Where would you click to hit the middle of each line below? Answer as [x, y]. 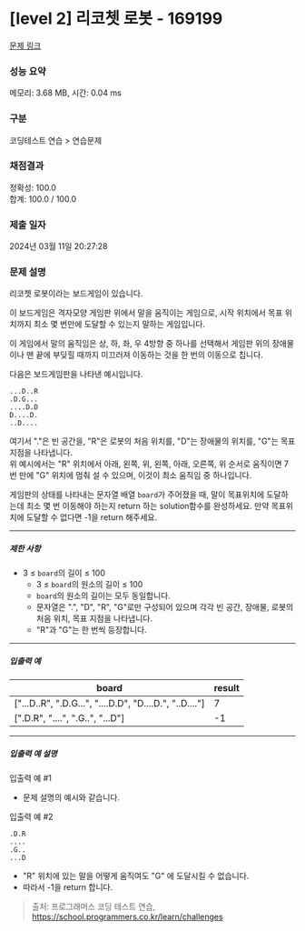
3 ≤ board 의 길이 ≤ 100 [64, 573]
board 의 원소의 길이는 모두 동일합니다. [103, 596]
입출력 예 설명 [33, 753]
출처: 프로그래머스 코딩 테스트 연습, [93, 906]
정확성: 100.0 [33, 187]
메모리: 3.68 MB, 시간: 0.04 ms [66, 93]
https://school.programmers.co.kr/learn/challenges [128, 917]
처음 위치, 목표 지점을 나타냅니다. [94, 618]
